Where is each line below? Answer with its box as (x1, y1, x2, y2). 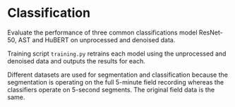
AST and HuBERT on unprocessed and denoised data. (18, 35, 176, 44)
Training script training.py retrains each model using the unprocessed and (7, 49, 227, 58)
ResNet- (198, 28, 224, 37)
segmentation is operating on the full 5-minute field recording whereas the (7, 77, 224, 86)
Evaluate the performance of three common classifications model (7, 28, 198, 37)
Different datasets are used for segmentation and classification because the (7, 70, 228, 79)
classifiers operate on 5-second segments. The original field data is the (7, 85, 215, 94)
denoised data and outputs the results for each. (7, 56, 146, 65)
